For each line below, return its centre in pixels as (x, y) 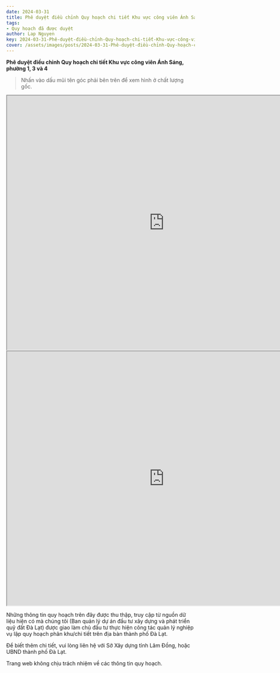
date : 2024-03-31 (28, 12)
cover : (14, 45)
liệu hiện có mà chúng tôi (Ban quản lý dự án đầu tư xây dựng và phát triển (98, 621)
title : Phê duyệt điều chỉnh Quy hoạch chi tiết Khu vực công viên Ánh (97, 17)
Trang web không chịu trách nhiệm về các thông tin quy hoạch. (84, 663)
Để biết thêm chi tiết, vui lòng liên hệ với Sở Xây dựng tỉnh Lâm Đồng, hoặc (98, 645)
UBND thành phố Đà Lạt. (36, 651)
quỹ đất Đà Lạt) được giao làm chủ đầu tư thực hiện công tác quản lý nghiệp (100, 627)
